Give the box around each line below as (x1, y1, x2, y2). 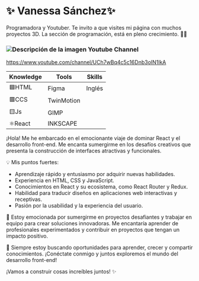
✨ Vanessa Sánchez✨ (6, 4, 115, 18)
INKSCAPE (47, 120, 78, 128)
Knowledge (9, 73, 43, 81)
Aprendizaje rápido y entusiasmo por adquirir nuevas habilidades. (14, 171, 176, 178)
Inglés (86, 84, 104, 92)
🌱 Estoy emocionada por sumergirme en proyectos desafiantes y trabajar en (6, 213, 192, 221)
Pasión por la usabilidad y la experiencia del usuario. (14, 202, 143, 209)
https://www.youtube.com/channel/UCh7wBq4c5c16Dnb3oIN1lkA (6, 59, 166, 66)
